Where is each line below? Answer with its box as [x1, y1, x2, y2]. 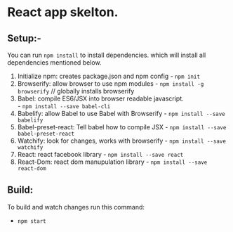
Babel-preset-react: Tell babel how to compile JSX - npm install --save [17, 123, 227, 131]
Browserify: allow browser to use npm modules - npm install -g [17, 79, 204, 88]
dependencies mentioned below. [7, 58, 102, 67]
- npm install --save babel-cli [17, 102, 111, 110]
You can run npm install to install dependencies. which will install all [7, 51, 206, 59]
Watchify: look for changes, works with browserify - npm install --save [17, 136, 227, 145]
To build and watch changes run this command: [7, 202, 145, 211]
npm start [17, 217, 47, 225]
